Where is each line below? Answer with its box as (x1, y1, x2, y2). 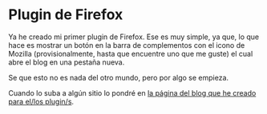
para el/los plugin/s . (8, 96, 75, 106)
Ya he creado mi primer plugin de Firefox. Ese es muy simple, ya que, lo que (8, 32, 260, 41)
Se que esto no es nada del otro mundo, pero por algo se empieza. (8, 73, 229, 82)
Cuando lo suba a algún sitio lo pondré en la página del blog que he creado (8, 88, 257, 97)
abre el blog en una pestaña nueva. (8, 57, 125, 67)
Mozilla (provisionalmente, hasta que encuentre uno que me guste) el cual (8, 49, 253, 58)
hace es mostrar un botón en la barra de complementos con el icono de (8, 40, 245, 49)
